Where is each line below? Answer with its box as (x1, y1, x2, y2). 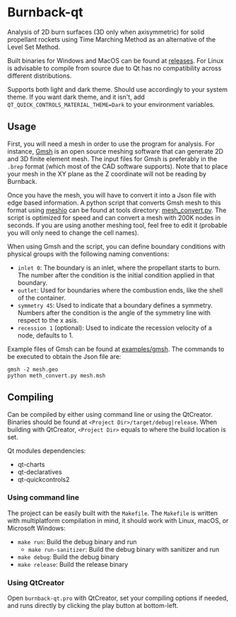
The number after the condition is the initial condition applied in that (17, 270, 215, 279)
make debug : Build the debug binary (17, 553, 119, 561)
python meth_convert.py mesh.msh (7, 372, 106, 379)
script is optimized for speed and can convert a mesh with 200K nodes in (7, 213, 221, 221)
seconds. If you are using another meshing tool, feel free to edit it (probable (7, 221, 228, 229)
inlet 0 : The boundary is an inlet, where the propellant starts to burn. (17, 263, 220, 272)
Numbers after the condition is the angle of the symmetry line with (17, 308, 211, 317)
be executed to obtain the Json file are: (7, 352, 122, 361)
